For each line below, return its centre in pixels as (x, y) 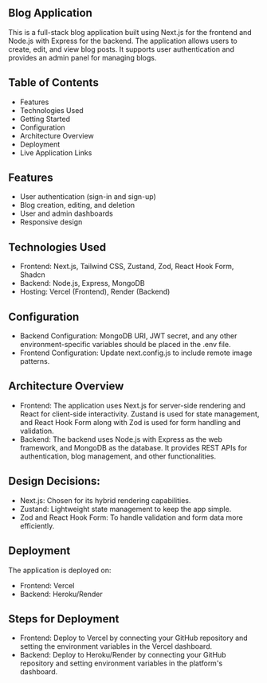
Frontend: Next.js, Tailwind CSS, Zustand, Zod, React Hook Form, (127, 267)
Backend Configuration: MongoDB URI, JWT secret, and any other (128, 336)
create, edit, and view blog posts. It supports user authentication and (122, 49)
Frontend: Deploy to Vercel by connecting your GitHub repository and (134, 638)
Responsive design (51, 222)
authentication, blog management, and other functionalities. (118, 456)
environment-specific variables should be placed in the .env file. (125, 345)
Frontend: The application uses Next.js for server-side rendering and (132, 405)
